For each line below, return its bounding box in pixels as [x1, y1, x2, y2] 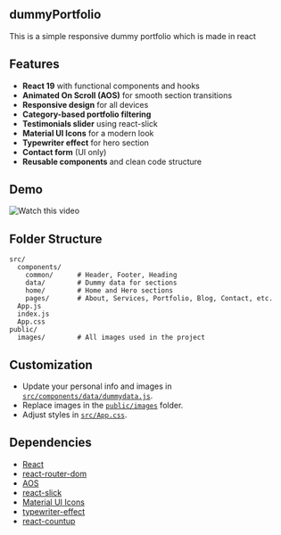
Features [9, 57, 60, 72]
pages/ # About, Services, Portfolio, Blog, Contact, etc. [25, 294, 274, 303]
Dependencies [9, 435, 92, 450]
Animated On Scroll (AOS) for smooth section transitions [21, 89, 233, 101]
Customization [9, 357, 94, 373]
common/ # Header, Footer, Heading [25, 271, 178, 280]
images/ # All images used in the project [17, 333, 205, 342]
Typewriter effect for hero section [21, 137, 150, 148]
